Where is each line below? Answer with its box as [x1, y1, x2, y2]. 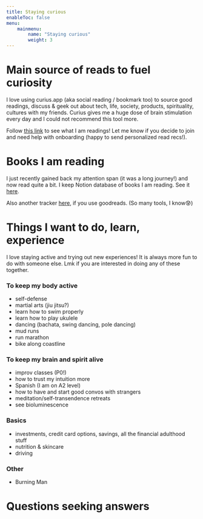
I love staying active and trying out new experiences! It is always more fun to [6, 253, 198, 260]
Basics [6, 416, 27, 425]
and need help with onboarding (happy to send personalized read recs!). [6, 133, 187, 140]
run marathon [15, 334, 50, 341]
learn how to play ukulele [15, 314, 78, 322]
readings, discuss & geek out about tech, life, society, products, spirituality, [6, 102, 194, 110]
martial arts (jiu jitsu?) [15, 302, 70, 309]
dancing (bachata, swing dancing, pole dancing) [15, 321, 136, 328]
